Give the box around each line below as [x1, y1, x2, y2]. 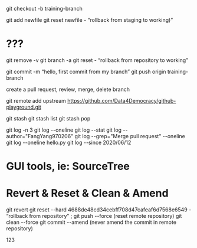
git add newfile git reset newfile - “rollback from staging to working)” [6, 17, 173, 23]
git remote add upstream [6, 97, 67, 104]
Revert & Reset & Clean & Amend [6, 187, 169, 200]
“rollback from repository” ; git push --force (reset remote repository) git [6, 213, 182, 220]
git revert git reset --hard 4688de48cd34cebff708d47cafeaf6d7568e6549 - [6, 206, 192, 213]
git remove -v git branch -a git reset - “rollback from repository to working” [6, 56, 189, 64]
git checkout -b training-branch [6, 5, 83, 12]
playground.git [6, 103, 41, 110]
